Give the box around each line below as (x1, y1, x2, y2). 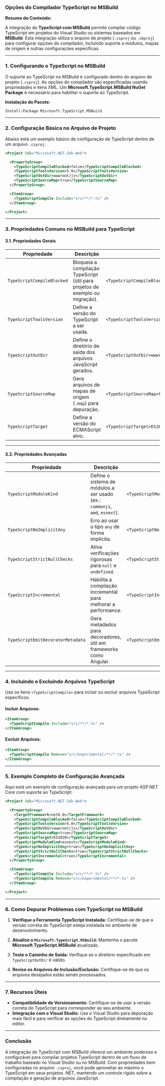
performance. (90, 607, 122, 614)
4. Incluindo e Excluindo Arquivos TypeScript (5, 678, 115, 685)
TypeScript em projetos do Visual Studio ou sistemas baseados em (5, 30, 141, 36)
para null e (90, 562, 117, 569)
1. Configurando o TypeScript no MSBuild (5, 63, 106, 69)
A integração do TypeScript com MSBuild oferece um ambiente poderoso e (5, 1049, 157, 1055)
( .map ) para (73, 399, 99, 406)
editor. (12, 1021, 26, 1027)
